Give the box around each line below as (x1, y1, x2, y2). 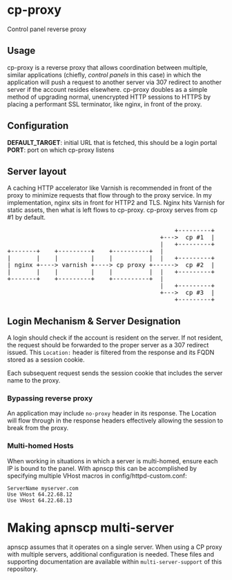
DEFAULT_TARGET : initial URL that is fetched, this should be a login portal (7, 138, 217, 146)
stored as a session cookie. (7, 356, 85, 364)
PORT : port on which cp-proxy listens (7, 146, 115, 154)
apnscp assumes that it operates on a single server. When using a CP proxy (7, 543, 222, 551)
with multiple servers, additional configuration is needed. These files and (7, 550, 214, 558)
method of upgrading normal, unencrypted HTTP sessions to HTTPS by (7, 93, 211, 101)
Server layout (7, 165, 67, 177)
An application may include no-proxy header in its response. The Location (7, 409, 217, 418)
